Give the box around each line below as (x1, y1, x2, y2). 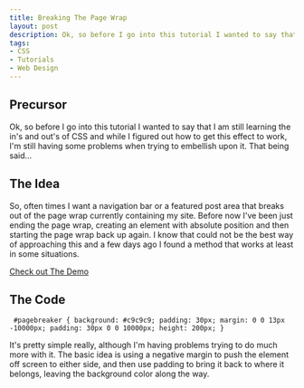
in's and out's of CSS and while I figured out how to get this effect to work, (9, 130, 288, 141)
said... (9, 150, 33, 161)
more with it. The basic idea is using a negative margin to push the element (9, 349, 290, 360)
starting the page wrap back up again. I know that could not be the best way (9, 229, 294, 240)
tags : (9, 38, 30, 48)
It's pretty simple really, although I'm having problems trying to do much (9, 340, 278, 351)
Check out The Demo (9, 266, 89, 277)
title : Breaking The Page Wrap (9, 13, 128, 23)
